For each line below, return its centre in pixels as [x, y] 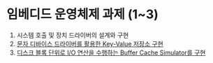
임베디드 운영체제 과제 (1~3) [82, 14]
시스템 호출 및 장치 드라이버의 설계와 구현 [73, 35]
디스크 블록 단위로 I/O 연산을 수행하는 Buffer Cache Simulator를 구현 [111, 52]
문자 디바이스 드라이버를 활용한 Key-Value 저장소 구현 [90, 43]
